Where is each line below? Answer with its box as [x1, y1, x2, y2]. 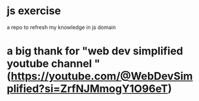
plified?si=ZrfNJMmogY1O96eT [7, 82, 168, 96]
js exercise [7, 4, 61, 18]
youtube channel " [7, 57, 100, 70]
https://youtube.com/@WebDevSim [11, 70, 193, 83]
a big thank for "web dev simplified [7, 44, 184, 58]
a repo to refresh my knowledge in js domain [7, 24, 116, 31]
